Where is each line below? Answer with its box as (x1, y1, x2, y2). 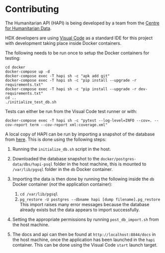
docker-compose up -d (5, 69, 50, 74)
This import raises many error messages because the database (19, 201, 150, 207)
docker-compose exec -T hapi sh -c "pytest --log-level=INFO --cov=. (5, 118, 153, 123)
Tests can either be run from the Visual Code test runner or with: (5, 108, 137, 114)
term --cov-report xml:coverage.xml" (29, 122, 108, 127)
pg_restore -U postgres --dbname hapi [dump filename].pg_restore (19, 197, 161, 202)
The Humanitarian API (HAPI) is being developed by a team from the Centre (5, 20, 160, 26)
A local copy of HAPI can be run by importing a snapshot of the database (5, 131, 155, 137)
